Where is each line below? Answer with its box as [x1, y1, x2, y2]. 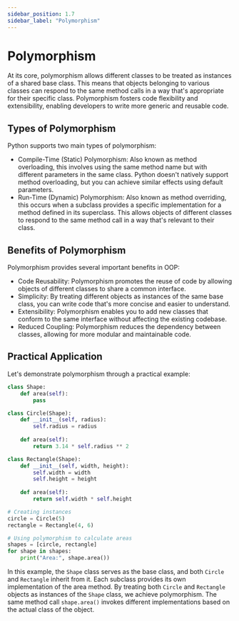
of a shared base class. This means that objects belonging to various [7, 79, 210, 88]
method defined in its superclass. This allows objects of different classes [17, 208, 232, 217]
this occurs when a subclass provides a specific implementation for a [17, 201, 222, 209]
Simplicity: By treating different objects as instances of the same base [17, 292, 223, 301]
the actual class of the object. [7, 605, 95, 614]
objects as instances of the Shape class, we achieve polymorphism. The [7, 590, 218, 598]
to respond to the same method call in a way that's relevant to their [17, 216, 215, 225]
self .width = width [33, 469, 91, 476]
